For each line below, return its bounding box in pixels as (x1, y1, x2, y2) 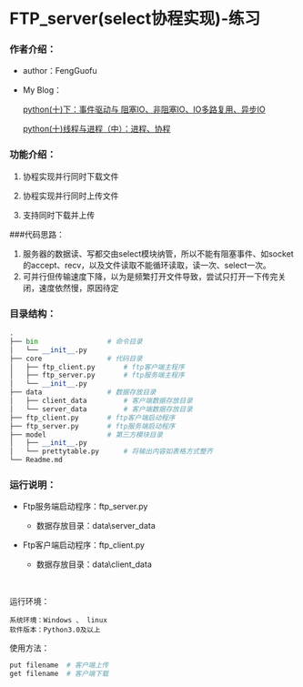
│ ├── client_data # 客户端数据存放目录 (9, 397, 193, 406)
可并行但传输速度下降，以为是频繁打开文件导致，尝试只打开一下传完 (22, 270, 278, 282)
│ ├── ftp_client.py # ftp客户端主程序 (9, 362, 185, 371)
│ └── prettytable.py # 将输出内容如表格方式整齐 (9, 447, 214, 456)
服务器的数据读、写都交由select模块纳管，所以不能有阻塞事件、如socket (22, 248, 294, 259)
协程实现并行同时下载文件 (22, 170, 119, 182)
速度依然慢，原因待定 (38, 282, 119, 293)
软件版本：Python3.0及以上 (9, 625, 101, 635)
